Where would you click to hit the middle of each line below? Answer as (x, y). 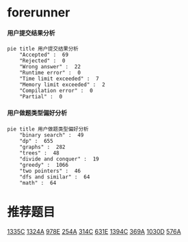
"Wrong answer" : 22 (50, 67)
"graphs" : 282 (43, 147)
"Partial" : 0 (41, 97)
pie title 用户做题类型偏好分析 (48, 129)
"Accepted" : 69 (44, 55)
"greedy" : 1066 (44, 165)
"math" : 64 (38, 183)
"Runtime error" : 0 (50, 73)
